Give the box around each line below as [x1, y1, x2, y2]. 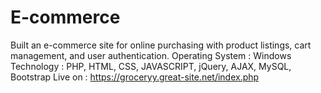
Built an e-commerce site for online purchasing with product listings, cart [10, 39, 312, 51]
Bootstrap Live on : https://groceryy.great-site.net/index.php [10, 71, 260, 83]
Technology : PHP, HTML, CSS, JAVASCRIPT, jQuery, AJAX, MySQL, [10, 60, 292, 72]
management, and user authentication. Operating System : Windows [10, 49, 292, 61]
